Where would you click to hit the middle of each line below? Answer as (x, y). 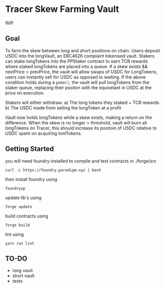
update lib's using (23, 197)
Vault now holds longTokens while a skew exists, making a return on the (79, 117)
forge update (19, 207)
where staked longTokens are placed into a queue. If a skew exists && (77, 66)
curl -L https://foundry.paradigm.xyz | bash (53, 170)
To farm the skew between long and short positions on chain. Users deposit (83, 50)
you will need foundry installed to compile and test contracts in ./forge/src (81, 161)
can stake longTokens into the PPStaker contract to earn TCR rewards (77, 61)
